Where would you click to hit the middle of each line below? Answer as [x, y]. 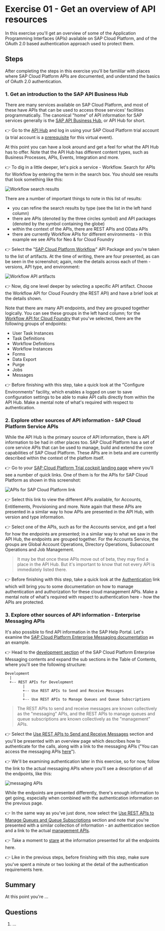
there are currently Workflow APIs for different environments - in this [82, 234]
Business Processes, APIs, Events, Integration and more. [62, 157]
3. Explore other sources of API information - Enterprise [73, 615]
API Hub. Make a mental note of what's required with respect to [69, 402]
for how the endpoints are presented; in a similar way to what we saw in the [82, 534]
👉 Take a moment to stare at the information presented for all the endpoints [82, 840]
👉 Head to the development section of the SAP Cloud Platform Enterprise [80, 652]
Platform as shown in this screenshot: [43, 480]
